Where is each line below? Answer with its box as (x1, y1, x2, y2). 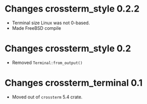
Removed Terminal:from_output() (12, 59, 83, 66)
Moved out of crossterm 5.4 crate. (12, 94, 83, 100)
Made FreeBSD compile (12, 25, 61, 31)
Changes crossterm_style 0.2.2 (5, 3, 139, 15)
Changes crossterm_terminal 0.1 (5, 77, 143, 89)
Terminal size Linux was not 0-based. (12, 20, 90, 26)
